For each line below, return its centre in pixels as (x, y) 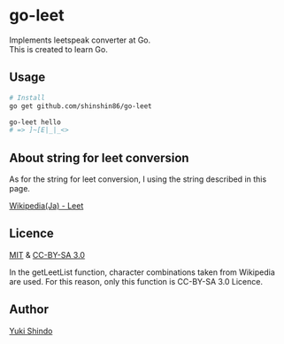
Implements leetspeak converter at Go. (80, 40)
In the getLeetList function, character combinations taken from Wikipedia (142, 272)
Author (29, 310)
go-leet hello (35, 122)
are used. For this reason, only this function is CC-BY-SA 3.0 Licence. (136, 281)
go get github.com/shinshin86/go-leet (81, 106)
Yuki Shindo (31, 331)
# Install (27, 98)
